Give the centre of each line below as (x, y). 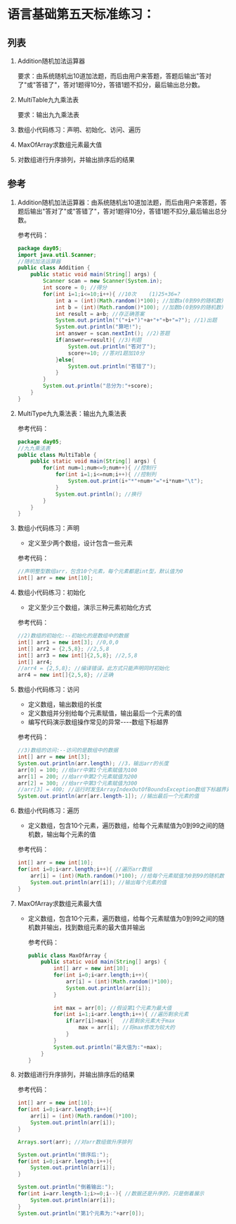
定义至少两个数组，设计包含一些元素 (80, 543)
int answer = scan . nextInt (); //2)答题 (112, 333)
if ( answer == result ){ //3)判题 (98, 340)
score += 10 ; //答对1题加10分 (106, 353)
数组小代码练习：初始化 (51, 592)
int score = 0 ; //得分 (75, 288)
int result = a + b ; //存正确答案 (100, 314)
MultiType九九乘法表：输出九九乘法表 (72, 413)
